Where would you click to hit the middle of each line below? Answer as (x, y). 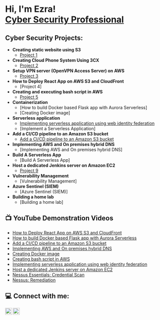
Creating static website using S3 (47, 50)
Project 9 (29, 171)
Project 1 (28, 55)
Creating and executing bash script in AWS (57, 92)
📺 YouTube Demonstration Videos (59, 218)
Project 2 (29, 66)
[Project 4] (31, 87)
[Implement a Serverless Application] (57, 129)
